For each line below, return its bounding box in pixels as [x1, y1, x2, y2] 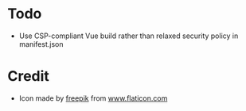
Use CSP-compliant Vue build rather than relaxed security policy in [18, 31, 239, 40]
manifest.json [18, 39, 64, 48]
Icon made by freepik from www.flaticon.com [18, 93, 168, 103]
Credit [7, 67, 49, 86]
